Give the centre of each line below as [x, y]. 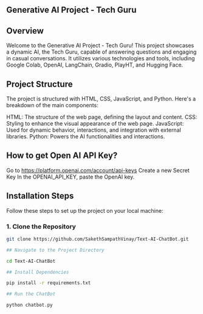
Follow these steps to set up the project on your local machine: [85, 210]
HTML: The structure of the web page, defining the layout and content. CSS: [102, 117]
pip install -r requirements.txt [49, 283]
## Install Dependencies [38, 272]
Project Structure [40, 84]
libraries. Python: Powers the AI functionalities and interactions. [86, 137]
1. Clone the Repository [41, 226]
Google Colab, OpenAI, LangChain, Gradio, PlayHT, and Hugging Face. [95, 65]
